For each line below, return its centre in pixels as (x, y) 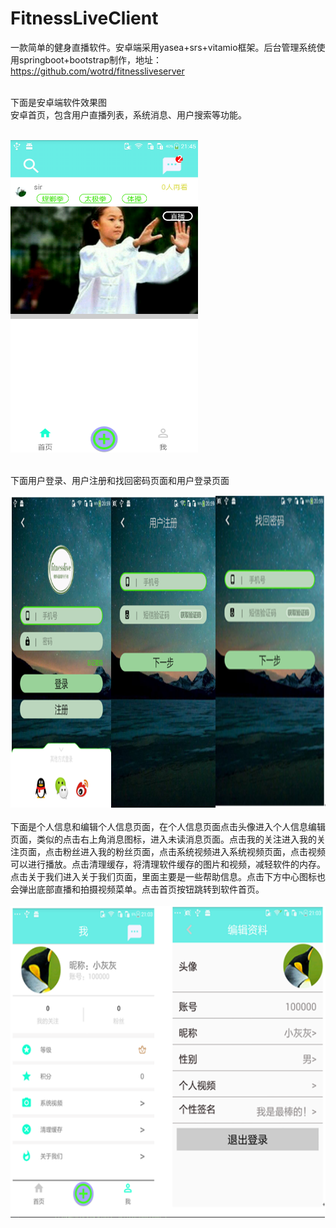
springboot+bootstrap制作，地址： (90, 59)
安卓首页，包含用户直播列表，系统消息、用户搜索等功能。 (128, 114)
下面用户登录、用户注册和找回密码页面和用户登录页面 (120, 480)
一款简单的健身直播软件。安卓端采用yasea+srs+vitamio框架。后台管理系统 (163, 47)
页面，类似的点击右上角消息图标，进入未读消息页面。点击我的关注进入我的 (163, 839)
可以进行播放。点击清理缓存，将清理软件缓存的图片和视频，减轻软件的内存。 (168, 864)
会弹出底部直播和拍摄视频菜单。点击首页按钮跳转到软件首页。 (137, 889)
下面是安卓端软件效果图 (58, 102)
